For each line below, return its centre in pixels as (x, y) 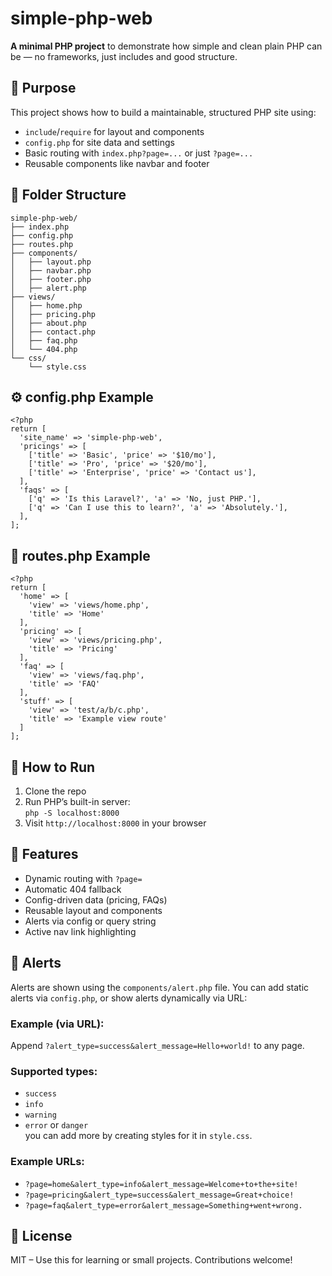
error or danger (56, 1125)
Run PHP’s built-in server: (77, 801)
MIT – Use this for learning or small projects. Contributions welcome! (151, 1260)
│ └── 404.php (44, 349)
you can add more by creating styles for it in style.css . (138, 1136)
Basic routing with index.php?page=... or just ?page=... (139, 153)
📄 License (41, 1235)
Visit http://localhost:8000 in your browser (115, 823)
